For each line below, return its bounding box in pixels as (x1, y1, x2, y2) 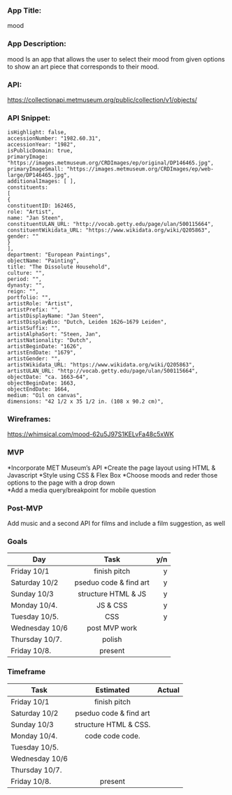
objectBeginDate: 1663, (7, 380, 77, 387)
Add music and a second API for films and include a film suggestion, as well (7, 520, 226, 528)
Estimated (95, 685, 130, 694)
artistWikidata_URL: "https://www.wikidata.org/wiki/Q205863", (7, 361, 196, 368)
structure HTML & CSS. (74, 719, 151, 729)
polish (102, 635, 122, 645)
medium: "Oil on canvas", (7, 392, 82, 399)
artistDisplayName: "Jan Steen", (7, 313, 105, 320)
